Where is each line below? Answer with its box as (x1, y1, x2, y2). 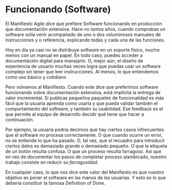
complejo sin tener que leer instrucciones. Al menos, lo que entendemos (5, 68, 159, 75)
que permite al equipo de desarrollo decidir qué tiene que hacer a (5, 111, 144, 117)
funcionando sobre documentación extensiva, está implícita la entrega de (5, 89, 161, 95)
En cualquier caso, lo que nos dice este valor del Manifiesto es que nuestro (5, 169, 164, 175)
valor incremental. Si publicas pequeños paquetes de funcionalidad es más (5, 95, 164, 101)
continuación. (5, 116, 34, 122)
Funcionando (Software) (5, 4, 111, 15)
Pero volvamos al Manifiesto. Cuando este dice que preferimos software (5, 83, 158, 90)
